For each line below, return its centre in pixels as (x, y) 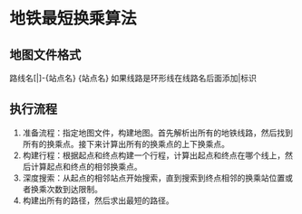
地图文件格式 (45, 55)
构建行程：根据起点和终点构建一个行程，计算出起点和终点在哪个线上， (154, 155)
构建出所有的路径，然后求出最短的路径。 (98, 200)
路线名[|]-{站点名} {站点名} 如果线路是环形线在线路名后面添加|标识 (133, 78)
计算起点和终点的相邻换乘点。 (86, 166)
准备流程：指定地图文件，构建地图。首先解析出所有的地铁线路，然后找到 (157, 133)
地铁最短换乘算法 (73, 19)
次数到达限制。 (74, 189)
